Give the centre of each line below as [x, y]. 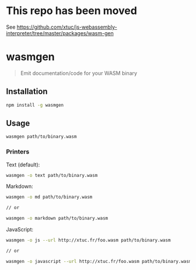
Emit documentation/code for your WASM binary [79, 73]
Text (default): [23, 165]
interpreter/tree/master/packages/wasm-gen [60, 33]
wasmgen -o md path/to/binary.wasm [49, 197]
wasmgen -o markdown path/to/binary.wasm [57, 218]
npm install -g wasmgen [35, 105]
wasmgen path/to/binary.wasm [41, 137]
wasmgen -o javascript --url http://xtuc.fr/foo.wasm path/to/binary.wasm [99, 261]
